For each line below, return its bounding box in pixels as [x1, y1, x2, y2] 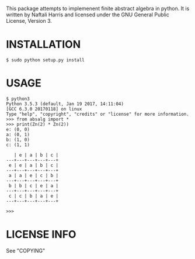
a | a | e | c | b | [8, 172, 59, 178]
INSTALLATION [6, 38, 81, 51]
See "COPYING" [6, 247, 46, 254]
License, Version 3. [6, 18, 53, 24]
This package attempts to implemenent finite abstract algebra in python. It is [6, 5, 190, 12]
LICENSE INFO [6, 228, 76, 241]
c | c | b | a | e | [8, 193, 59, 199]
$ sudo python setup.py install [6, 57, 85, 63]
